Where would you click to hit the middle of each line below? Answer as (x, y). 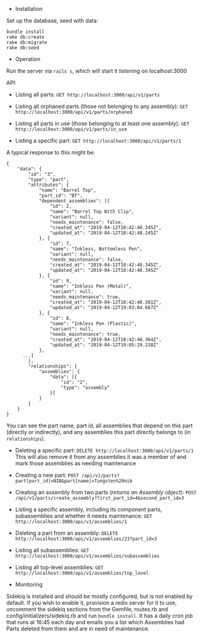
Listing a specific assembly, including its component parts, (88, 509)
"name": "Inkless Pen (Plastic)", (93, 324)
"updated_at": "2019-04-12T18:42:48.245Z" (104, 233)
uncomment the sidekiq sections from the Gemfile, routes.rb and (87, 609)
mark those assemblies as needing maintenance (76, 463)
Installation (29, 9)
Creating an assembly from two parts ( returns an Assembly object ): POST (106, 492)
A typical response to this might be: (51, 152)
